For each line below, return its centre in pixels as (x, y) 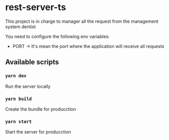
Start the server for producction (38, 132)
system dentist (21, 26)
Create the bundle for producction (41, 109)
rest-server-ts (36, 7)
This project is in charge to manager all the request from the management (82, 21)
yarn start (18, 121)
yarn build (18, 99)
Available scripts (32, 62)
